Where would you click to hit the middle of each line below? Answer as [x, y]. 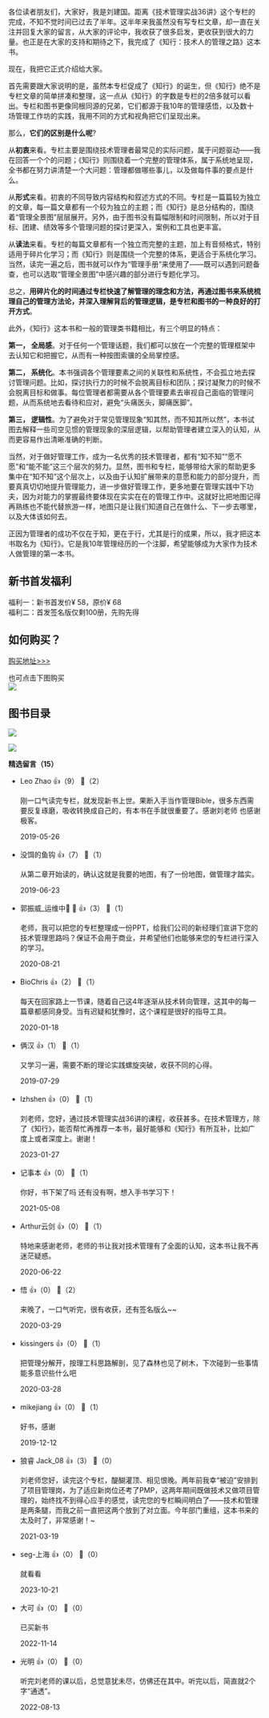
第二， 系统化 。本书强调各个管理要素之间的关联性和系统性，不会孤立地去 [128, 372]
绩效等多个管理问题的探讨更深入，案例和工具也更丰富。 [134, 227]
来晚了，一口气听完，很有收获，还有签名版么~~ [98, 1309]
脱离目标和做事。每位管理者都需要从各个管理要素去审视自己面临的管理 [130, 392]
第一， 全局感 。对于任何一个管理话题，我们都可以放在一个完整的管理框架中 [132, 345]
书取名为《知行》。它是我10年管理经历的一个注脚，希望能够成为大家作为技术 [133, 544]
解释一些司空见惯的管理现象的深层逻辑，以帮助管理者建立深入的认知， [138, 429]
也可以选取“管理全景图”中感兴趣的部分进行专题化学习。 [113, 274]
